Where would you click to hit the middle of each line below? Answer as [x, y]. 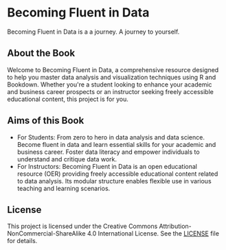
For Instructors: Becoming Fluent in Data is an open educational [107, 166]
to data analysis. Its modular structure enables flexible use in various [114, 181]
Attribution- [176, 226]
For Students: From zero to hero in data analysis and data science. [111, 137]
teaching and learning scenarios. [64, 188]
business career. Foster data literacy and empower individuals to [109, 152]
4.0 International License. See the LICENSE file [153, 234]
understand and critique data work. [67, 159]
